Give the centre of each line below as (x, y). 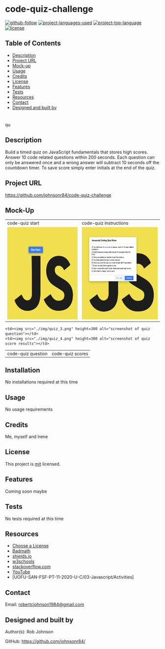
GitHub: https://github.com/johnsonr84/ (45, 641)
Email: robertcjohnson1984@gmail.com (45, 605)
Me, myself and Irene (27, 437)
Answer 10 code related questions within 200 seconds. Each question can (80, 157)
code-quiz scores (70, 354)
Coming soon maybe (26, 491)
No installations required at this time (41, 382)
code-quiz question (27, 354)
